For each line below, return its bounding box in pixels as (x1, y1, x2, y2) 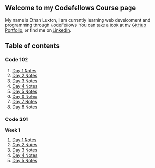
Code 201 (5, 116, 28, 123)
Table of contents (5, 42, 60, 50)
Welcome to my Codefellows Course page (5, 4, 136, 12)
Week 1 (5, 127, 20, 133)
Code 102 (5, 56, 28, 63)
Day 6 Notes (12, 93, 38, 99)
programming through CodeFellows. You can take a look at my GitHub (5, 22, 146, 28)
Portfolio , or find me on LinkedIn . (5, 27, 72, 33)
